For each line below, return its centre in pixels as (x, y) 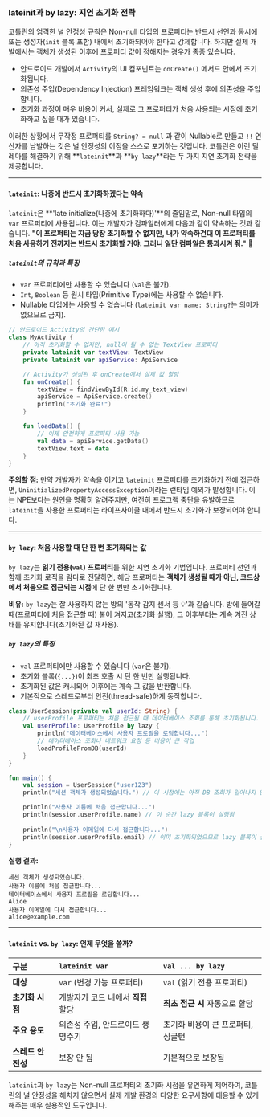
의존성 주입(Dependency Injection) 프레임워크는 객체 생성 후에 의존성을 (133, 89)
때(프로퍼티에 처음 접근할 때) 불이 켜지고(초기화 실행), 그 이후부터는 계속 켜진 (128, 614)
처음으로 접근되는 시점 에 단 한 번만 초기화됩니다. (98, 587)
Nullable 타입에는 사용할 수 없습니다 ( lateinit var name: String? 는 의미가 (139, 305)
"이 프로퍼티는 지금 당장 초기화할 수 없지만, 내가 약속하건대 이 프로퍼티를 (143, 233)
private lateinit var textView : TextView (93, 353)
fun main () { (30, 778)
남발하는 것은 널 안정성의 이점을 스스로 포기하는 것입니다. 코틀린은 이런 (140, 146)
